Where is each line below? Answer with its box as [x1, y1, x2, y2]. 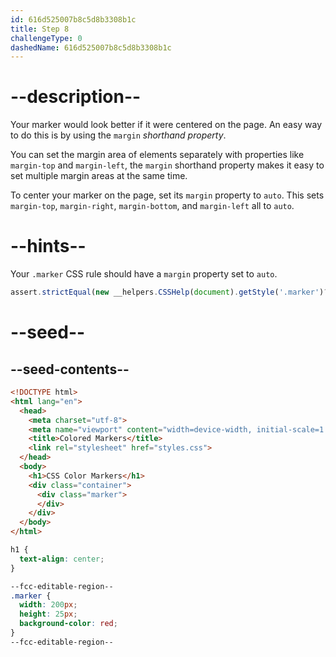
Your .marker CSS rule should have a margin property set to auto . [10, 268, 278, 280]
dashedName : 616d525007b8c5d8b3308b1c [10, 42, 172, 53]
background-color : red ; [19, 619, 118, 629]
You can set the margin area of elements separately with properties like [10, 149, 305, 161]
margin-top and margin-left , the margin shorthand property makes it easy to [10, 159, 325, 171]
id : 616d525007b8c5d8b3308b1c [10, 14, 137, 25]
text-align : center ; [19, 554, 105, 564]
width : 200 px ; [19, 600, 78, 610]
